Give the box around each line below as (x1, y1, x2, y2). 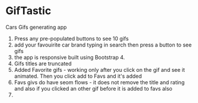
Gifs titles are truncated (14, 60, 72, 67)
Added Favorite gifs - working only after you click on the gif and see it (14, 66, 185, 73)
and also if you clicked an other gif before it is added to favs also (14, 85, 173, 92)
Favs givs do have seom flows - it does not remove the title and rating (14, 78, 185, 86)
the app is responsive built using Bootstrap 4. (14, 54, 125, 61)
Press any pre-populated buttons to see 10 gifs (14, 35, 129, 42)
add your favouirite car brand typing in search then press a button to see (14, 41, 192, 48)
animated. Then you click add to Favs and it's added (14, 72, 142, 79)
